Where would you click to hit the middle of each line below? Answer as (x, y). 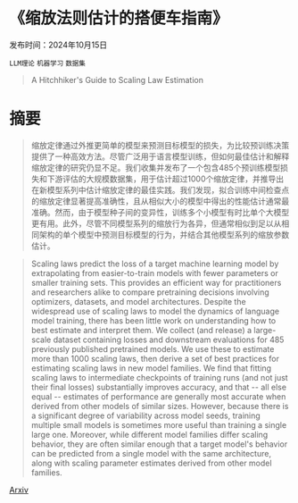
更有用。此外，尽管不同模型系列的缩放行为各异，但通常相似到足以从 (156, 223)
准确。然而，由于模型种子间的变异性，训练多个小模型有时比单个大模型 (160, 212)
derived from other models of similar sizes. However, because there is (160, 406)
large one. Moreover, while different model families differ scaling (149, 434)
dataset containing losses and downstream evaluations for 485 (169, 340)
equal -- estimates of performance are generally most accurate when (158, 396)
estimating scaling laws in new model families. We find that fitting (151, 368)
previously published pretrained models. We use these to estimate (153, 348)
